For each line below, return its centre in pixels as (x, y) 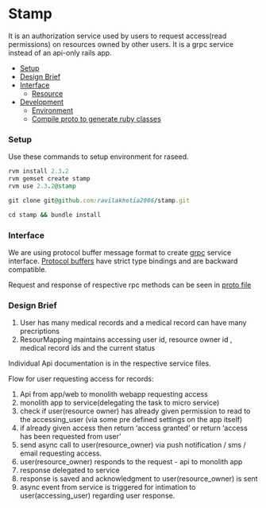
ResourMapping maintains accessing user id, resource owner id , (126, 339)
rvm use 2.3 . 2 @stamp (42, 186)
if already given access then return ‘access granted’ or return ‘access (133, 428)
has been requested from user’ (70, 436)
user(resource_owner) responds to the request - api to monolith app (131, 462)
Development (42, 102)
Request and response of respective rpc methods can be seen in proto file (130, 285)
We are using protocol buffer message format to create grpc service (120, 252)
